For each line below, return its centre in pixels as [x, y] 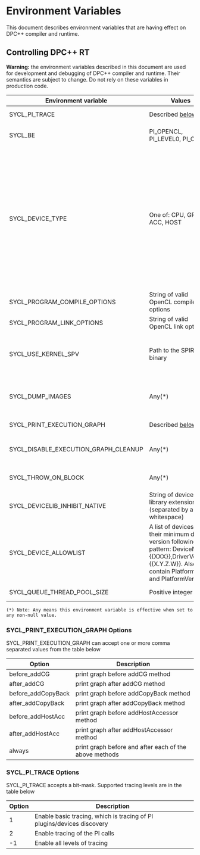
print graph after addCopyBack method [130, 703]
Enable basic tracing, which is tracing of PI [94, 816]
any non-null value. [32, 615]
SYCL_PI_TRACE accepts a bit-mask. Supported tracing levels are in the [94, 785]
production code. [27, 86]
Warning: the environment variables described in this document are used [96, 67]
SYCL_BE [22, 135]
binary [158, 357]
